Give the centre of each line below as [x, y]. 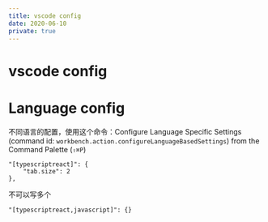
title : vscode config [45, 16]
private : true [32, 31]
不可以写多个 [30, 194]
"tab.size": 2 [47, 171]
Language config [67, 108]
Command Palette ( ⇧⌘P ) [47, 149]
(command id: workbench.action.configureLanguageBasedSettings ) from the [134, 141]
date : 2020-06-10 [38, 23]
